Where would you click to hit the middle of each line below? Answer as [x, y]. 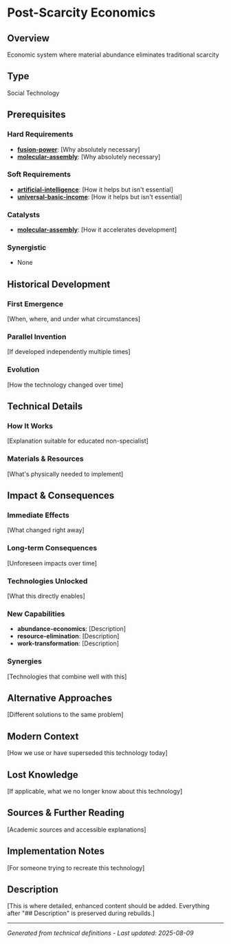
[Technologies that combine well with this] [67, 676]
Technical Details [45, 406]
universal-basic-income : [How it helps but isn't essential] [99, 197]
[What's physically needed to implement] [65, 474]
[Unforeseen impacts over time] [52, 563]
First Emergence [35, 303]
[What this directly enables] [46, 596]
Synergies [25, 661]
